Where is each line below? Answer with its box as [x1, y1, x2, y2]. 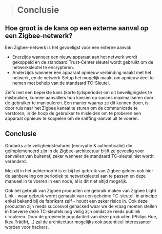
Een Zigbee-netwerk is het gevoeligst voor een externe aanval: [5, 45, 132, 50]
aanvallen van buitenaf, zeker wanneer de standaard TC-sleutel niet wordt [5, 153, 154, 159]
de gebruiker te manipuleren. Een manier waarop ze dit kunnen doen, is [5, 100, 149, 106]
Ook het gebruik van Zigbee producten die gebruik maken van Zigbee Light [5, 187, 156, 193]
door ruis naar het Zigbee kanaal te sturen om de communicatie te [5, 105, 138, 111]
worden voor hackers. [5, 224, 49, 230]
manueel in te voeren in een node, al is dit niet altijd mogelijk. [5, 178, 128, 184]
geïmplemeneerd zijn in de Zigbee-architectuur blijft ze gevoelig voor [5, 148, 144, 154]
